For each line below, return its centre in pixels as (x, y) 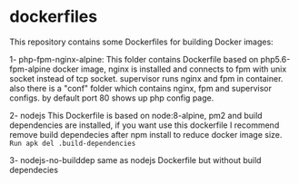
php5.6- (275, 59)
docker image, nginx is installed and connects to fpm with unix (170, 69)
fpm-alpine (30, 69)
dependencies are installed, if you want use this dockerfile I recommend (145, 125)
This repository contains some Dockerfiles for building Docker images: (142, 42)
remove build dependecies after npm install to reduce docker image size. (146, 134)
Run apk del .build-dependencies (73, 143)
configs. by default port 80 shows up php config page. (112, 98)
